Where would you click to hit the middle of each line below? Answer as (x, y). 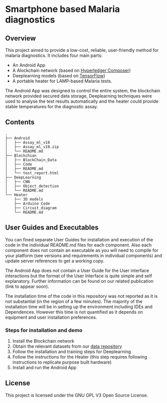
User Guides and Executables (52, 228)
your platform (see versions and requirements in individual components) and (84, 255)
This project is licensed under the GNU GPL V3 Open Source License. (77, 395)
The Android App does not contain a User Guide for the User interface (77, 270)
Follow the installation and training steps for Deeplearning (72, 351)
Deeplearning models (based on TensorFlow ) (59, 76)
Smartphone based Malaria (63, 9)
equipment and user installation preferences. (51, 317)
